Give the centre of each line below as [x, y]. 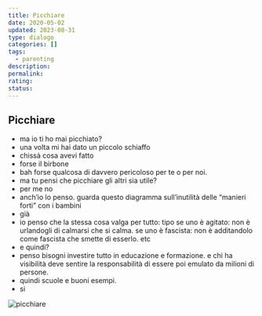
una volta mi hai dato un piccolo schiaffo [85, 147]
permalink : [26, 74]
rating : [21, 81]
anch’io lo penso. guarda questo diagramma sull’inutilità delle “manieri [133, 198]
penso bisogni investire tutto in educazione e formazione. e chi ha [126, 256]
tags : [17, 52]
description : [29, 67]
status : [21, 88]
